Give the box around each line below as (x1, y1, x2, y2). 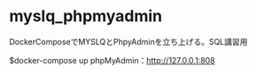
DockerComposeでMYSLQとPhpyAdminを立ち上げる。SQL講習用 (9, 36, 248, 47)
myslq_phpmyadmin (9, 6, 162, 26)
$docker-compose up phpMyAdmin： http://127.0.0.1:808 (9, 55, 215, 65)
